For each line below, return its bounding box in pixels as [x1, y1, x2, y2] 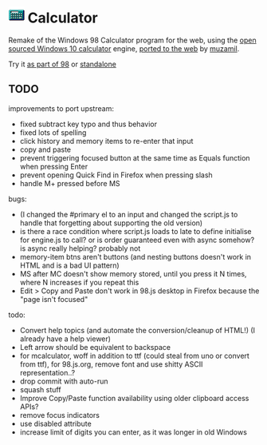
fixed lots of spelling [19, 127, 87, 137]
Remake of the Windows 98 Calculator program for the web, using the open [8, 35, 257, 45]
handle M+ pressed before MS [19, 178, 121, 188]
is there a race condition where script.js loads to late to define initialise [19, 226, 252, 236]
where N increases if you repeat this [19, 277, 139, 287]
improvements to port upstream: [8, 103, 114, 113]
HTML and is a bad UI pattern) [19, 260, 120, 270]
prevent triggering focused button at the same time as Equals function [19, 153, 250, 162]
